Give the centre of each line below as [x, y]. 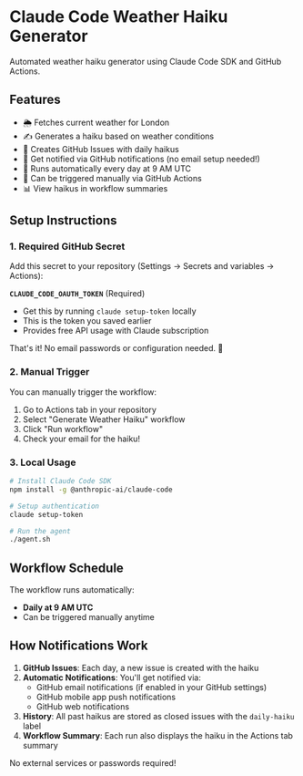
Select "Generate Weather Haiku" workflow [104, 419]
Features [35, 100]
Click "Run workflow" [62, 429]
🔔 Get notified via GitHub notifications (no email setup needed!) [141, 159]
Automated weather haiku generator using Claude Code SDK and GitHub [146, 61]
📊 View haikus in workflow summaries [95, 188]
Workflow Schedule [67, 568]
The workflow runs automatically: [72, 590]
